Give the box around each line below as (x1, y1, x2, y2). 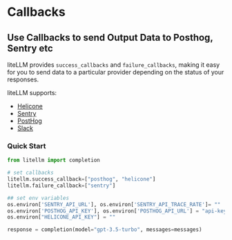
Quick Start (7, 141, 46, 150)
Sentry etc (7, 42, 53, 54)
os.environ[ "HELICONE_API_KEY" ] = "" (7, 214, 116, 221)
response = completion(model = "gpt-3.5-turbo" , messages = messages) (7, 226, 202, 233)
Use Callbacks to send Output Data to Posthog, (7, 32, 213, 43)
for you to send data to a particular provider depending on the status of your (7, 68, 224, 76)
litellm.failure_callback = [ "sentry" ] (7, 182, 116, 189)
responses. (7, 75, 39, 83)
